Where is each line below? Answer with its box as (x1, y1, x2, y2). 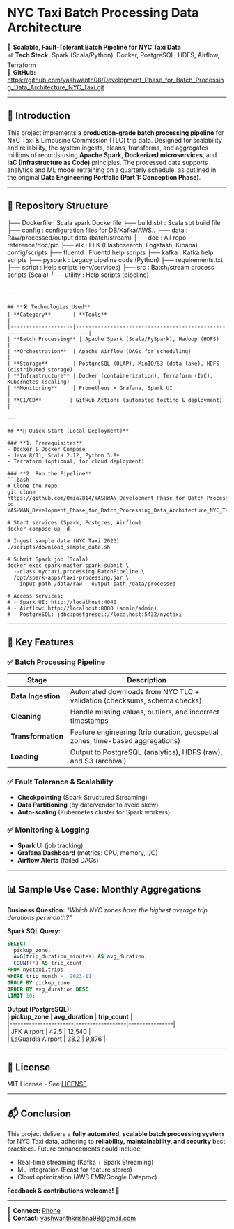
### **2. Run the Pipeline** (7, 470, 92, 477)
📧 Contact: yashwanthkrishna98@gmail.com (7, 1214, 136, 1223)
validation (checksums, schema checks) (70, 696, 202, 705)
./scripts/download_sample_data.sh (7, 543, 111, 550)
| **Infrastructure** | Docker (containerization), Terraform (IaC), (7, 372, 214, 379)
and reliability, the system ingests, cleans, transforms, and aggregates (7, 143, 209, 152)
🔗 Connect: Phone (7, 1207, 61, 1215)
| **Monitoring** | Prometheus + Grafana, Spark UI (7, 384, 173, 391)
